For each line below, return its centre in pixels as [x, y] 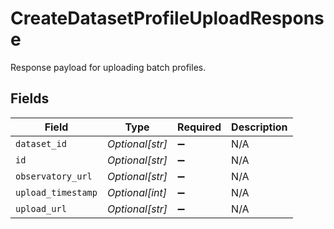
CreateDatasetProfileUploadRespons [167, 18]
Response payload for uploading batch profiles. [108, 67]
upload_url [41, 208]
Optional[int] [136, 192]
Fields [30, 98]
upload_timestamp [56, 192]
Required [199, 127]
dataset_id [41, 143]
